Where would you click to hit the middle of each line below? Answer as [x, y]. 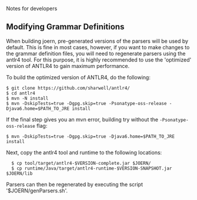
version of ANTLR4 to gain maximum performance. [68, 66]
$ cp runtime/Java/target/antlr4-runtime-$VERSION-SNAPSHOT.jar [92, 168]
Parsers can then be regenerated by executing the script [74, 184]
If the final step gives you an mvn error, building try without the [82, 119]
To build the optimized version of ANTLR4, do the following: [79, 77]
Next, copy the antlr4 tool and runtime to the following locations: [84, 152]
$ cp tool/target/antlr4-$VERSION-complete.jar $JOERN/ [81, 163]
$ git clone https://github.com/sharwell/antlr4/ [68, 88]
